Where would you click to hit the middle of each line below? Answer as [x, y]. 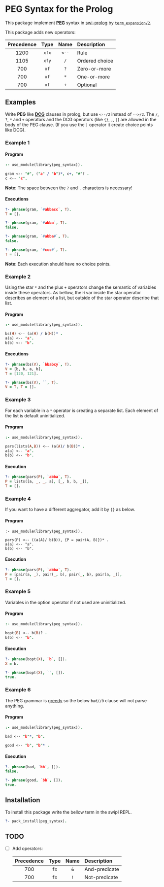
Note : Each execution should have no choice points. [58, 264]
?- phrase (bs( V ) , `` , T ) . [32, 382]
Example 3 [18, 400]
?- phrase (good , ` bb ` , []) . [34, 780]
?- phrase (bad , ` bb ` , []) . [33, 767]
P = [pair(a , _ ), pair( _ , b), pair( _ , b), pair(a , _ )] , [64, 574]
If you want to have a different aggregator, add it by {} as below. [70, 510]
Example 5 [18, 591]
